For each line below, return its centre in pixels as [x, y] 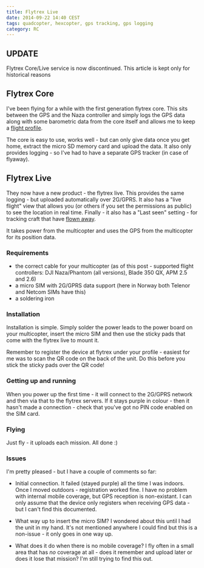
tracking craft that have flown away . [51, 219]
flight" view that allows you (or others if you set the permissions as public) [99, 206]
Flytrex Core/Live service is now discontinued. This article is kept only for [98, 68]
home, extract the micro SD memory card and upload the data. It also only [99, 146]
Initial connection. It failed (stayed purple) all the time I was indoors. [100, 483]
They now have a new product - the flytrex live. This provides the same [95, 193]
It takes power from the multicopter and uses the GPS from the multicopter [100, 230]
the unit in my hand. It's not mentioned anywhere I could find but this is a [106, 528]
